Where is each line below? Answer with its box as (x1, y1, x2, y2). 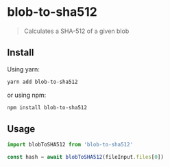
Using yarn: (7, 65, 40, 73)
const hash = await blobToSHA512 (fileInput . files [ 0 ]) (7, 154, 165, 161)
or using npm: (7, 91, 47, 99)
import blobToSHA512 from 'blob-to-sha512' (7, 142, 134, 148)
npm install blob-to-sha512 (7, 104, 88, 111)
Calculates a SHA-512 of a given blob (23, 27, 130, 35)
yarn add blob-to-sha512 (7, 78, 78, 85)
